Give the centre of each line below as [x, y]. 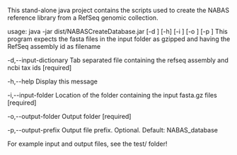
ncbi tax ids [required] [40, 68]
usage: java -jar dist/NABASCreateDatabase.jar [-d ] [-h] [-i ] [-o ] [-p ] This [117, 31]
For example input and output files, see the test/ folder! [87, 144]
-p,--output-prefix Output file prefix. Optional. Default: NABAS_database [112, 130]
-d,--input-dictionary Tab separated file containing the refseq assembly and [118, 60]
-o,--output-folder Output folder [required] [69, 116]
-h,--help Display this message [52, 81]
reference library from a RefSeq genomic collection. [83, 18]
